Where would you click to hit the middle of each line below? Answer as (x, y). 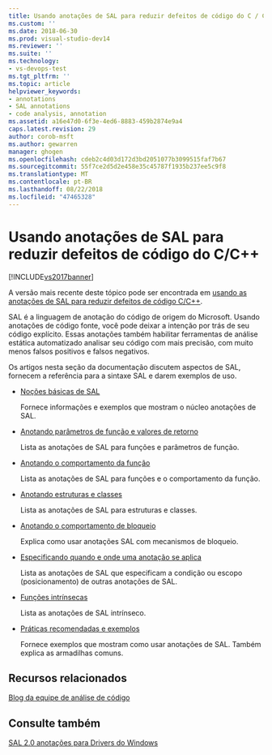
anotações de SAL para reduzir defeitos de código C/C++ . (106, 301)
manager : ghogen (36, 152)
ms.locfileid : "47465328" (52, 197)
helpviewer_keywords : (45, 91)
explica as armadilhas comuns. (72, 653)
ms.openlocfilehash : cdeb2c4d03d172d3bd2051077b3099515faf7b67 (117, 159)
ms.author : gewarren (43, 144)
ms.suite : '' (30, 54)
